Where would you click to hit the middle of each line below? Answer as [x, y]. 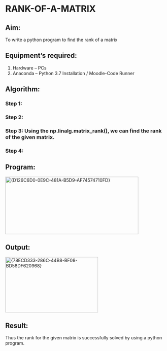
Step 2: [14, 117]
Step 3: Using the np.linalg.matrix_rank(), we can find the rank [83, 131]
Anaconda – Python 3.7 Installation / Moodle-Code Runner [73, 73]
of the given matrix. [30, 137]
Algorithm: [23, 89]
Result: [17, 325]
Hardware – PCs [29, 68]
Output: [18, 247]
